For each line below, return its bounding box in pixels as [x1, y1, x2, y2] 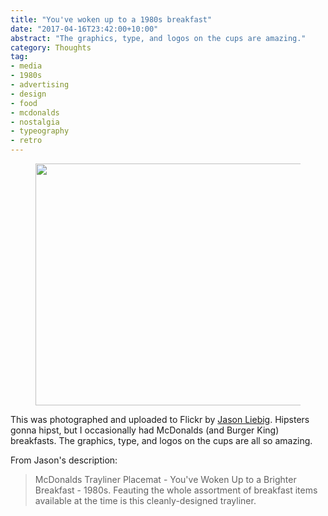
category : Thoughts [10, 42, 92, 53]
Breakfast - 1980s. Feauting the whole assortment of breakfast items [34, 484, 318, 496]
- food [10, 98, 38, 108]
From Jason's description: [10, 454, 118, 466]
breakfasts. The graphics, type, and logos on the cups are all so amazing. [10, 435, 313, 446]
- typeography [10, 126, 70, 136]
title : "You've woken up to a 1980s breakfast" [10, 14, 213, 25]
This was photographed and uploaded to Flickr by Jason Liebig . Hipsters [10, 414, 310, 425]
